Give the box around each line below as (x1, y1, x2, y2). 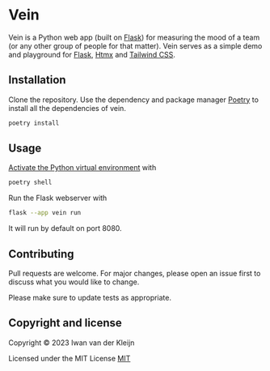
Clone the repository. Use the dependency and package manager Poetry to (8, 95, 259, 104)
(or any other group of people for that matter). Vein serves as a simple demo (8, 41, 263, 50)
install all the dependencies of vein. (8, 103, 127, 113)
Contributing (8, 247, 74, 261)
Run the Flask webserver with (8, 193, 108, 203)
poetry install (8, 119, 60, 127)
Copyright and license (8, 316, 123, 330)
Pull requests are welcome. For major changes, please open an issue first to (8, 269, 261, 278)
